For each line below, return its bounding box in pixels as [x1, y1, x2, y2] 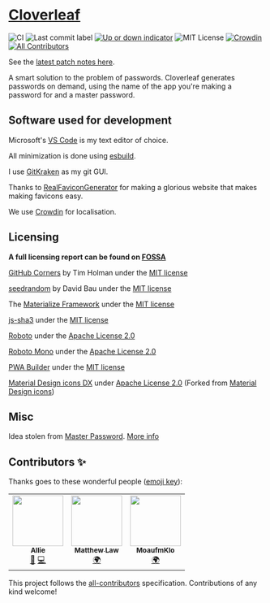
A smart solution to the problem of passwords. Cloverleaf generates [8, 72, 235, 82]
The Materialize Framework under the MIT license [8, 299, 175, 309]
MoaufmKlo [136, 546, 175, 555]
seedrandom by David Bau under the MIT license [8, 283, 172, 293]
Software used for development [8, 114, 172, 128]
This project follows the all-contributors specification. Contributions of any [8, 579, 258, 588]
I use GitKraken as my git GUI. [8, 167, 109, 176]
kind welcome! [8, 587, 58, 596]
